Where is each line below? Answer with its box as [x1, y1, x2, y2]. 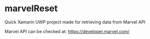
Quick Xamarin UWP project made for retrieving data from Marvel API [4, 19, 146, 25]
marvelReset [4, 3, 58, 14]
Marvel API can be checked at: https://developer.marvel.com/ [4, 28, 130, 34]
